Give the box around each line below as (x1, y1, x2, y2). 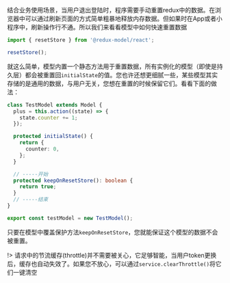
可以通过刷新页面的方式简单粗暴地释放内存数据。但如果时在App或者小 (25, 14, 222, 23)
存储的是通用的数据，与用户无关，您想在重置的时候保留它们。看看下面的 (7, 79, 211, 87)
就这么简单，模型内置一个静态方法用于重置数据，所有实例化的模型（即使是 (7, 62, 217, 70)
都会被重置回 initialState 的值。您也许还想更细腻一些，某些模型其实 (25, 70, 218, 79)
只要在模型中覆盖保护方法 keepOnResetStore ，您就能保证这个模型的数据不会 (7, 228, 218, 236)
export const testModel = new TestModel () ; (7, 215, 133, 221)
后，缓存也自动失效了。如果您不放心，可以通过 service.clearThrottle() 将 (7, 259, 216, 268)
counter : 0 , (25, 146, 60, 152)
